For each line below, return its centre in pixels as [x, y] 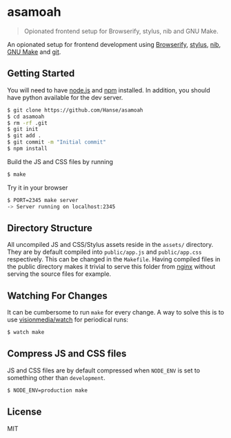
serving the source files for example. [59, 274]
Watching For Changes [58, 296]
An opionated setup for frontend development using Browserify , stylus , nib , [114, 44]
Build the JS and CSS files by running [60, 161]
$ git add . [24, 136]
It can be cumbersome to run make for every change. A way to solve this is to [115, 312]
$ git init [23, 129]
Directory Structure [50, 228]
